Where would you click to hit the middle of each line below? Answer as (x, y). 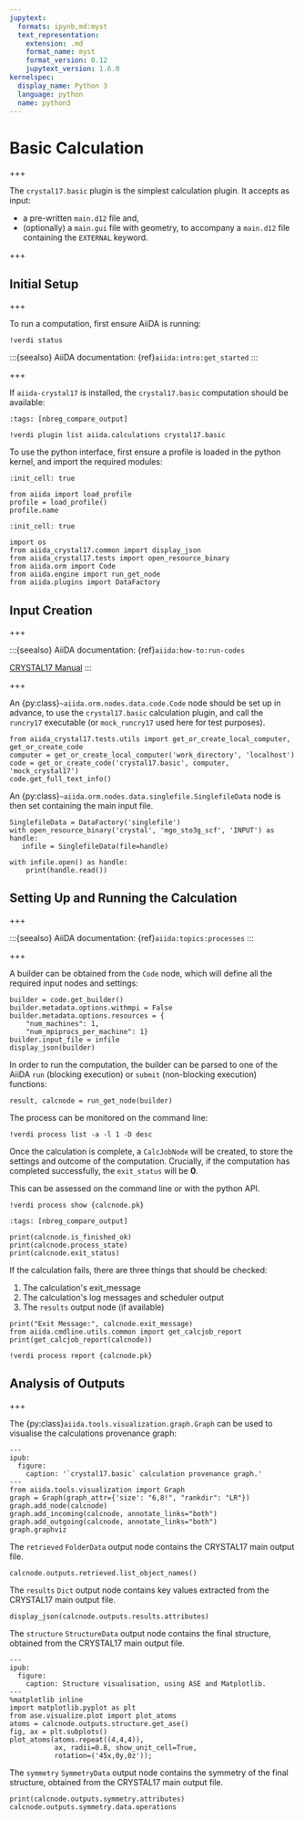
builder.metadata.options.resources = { (87, 1015)
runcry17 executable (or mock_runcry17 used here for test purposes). (137, 722)
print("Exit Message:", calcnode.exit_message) (101, 1324)
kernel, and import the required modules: (86, 462)
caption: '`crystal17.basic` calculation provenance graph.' (144, 1474)
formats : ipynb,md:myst (62, 26)
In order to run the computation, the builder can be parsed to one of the (143, 1064)
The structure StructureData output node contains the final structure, (140, 1633)
